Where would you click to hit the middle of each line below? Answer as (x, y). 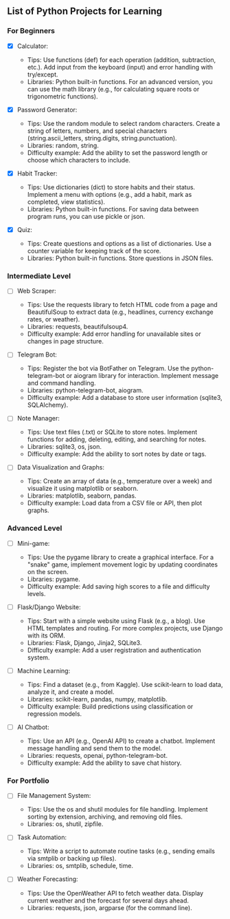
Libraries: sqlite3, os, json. (64, 447)
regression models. (55, 714)
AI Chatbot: (33, 727)
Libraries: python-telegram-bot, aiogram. (85, 390)
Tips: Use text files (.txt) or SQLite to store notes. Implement (112, 432)
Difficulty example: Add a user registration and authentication (114, 650)
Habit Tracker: (37, 173)
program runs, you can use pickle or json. (86, 216)
